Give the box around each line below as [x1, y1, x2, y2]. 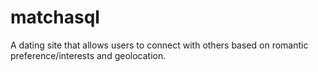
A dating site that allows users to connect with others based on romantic [10, 39, 309, 51]
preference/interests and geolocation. [10, 49, 167, 61]
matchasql [10, 6, 100, 29]
